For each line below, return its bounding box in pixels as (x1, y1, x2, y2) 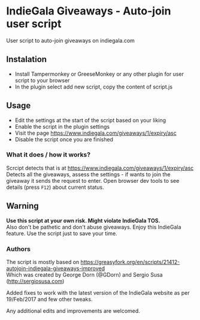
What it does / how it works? (6, 150, 91, 159)
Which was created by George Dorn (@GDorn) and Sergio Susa (6, 271, 163, 278)
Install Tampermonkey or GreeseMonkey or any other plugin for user (14, 70, 184, 78)
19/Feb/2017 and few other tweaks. (6, 295, 93, 303)
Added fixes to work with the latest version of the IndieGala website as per (6, 289, 190, 296)
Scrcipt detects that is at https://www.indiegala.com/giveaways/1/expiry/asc (6, 164, 194, 171)
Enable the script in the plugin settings (14, 123, 110, 130)
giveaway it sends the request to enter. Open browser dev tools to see (6, 177, 180, 184)
